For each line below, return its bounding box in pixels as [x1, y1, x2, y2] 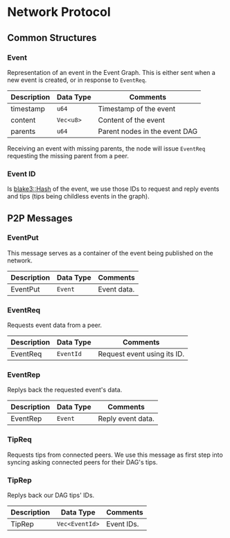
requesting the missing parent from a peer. [7, 151, 130, 160]
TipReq [7, 435, 33, 444]
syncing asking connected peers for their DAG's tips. [7, 457, 158, 466]
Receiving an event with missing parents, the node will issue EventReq [7, 144, 206, 153]
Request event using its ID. [98, 349, 185, 359]
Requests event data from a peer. [7, 321, 103, 330]
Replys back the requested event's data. [7, 386, 123, 394]
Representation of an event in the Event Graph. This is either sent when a [7, 68, 216, 76]
